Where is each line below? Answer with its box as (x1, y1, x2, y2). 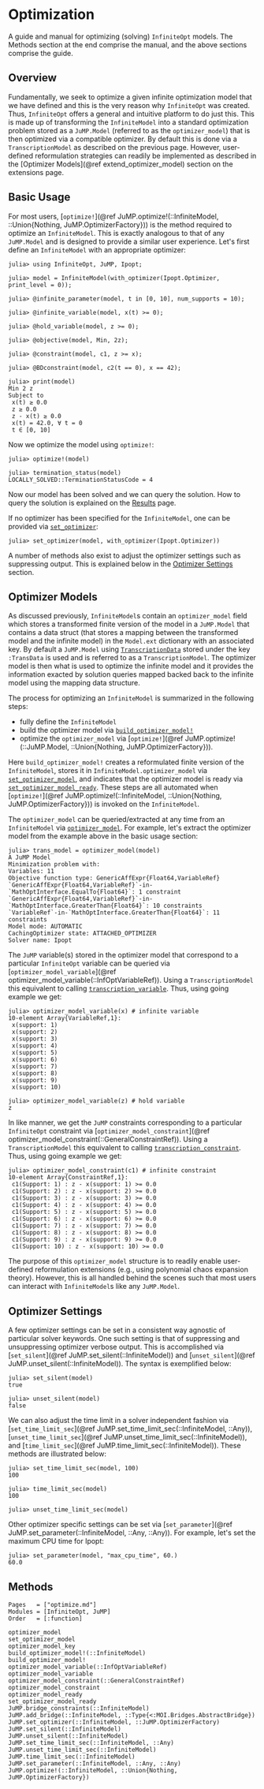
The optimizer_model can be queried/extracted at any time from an (8, 815, 225, 824)
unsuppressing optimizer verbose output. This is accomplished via (8, 1343, 225, 1352)
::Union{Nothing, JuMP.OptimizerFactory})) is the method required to (8, 219, 232, 230)
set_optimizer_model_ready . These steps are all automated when (8, 782, 218, 792)
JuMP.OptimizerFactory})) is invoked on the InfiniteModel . (8, 799, 199, 809)
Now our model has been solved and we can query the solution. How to (8, 489, 241, 499)
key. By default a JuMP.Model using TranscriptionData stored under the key (8, 644, 251, 654)
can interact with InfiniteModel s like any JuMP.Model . (8, 1282, 180, 1291)
